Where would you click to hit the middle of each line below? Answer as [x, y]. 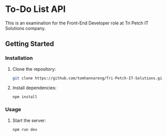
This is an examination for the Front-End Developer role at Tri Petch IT [77, 23]
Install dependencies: [34, 88]
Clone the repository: [34, 69]
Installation [19, 58]
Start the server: [29, 120]
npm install [25, 97]
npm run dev [25, 130]
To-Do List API [35, 9]
